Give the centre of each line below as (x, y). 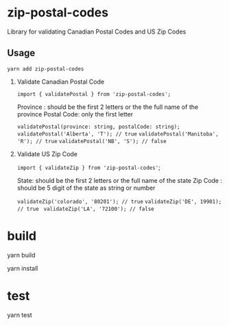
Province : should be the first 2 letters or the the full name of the (108, 107)
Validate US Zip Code (47, 154)
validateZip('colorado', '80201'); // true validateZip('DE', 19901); (119, 201)
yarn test (20, 315)
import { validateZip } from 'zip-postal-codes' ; (89, 167)
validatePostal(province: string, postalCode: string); (98, 127)
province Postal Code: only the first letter (75, 114)
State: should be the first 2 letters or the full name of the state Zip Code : (120, 180)
